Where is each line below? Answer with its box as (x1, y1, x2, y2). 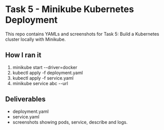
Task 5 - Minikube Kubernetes (5, 4, 134, 15)
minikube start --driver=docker (12, 64, 77, 70)
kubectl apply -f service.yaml (12, 75, 74, 81)
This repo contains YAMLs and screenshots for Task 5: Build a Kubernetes (5, 31, 159, 37)
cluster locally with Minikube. (5, 36, 66, 42)
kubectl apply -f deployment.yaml (12, 70, 83, 76)
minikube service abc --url (12, 80, 68, 86)
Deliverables (5, 95, 46, 104)
